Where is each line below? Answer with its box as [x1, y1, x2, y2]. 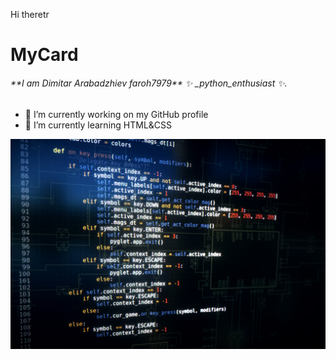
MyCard [10, 44, 79, 66]
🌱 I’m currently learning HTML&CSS [24, 119, 173, 131]
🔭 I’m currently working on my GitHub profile [24, 109, 209, 121]
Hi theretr [10, 9, 50, 20]
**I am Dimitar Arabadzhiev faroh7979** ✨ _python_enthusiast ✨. [10, 77, 288, 89]
